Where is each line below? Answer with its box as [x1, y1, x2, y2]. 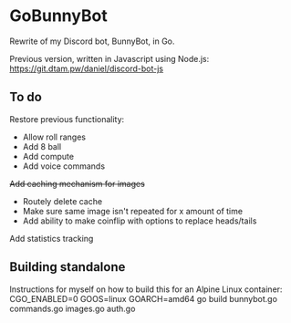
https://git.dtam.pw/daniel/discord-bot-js [9, 63, 164, 74]
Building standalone [9, 259, 126, 275]
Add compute [22, 151, 75, 161]
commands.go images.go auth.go [9, 303, 136, 314]
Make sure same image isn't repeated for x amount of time [22, 205, 244, 216]
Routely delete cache [22, 195, 103, 206]
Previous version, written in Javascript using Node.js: [9, 53, 210, 64]
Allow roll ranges [22, 131, 87, 142]
